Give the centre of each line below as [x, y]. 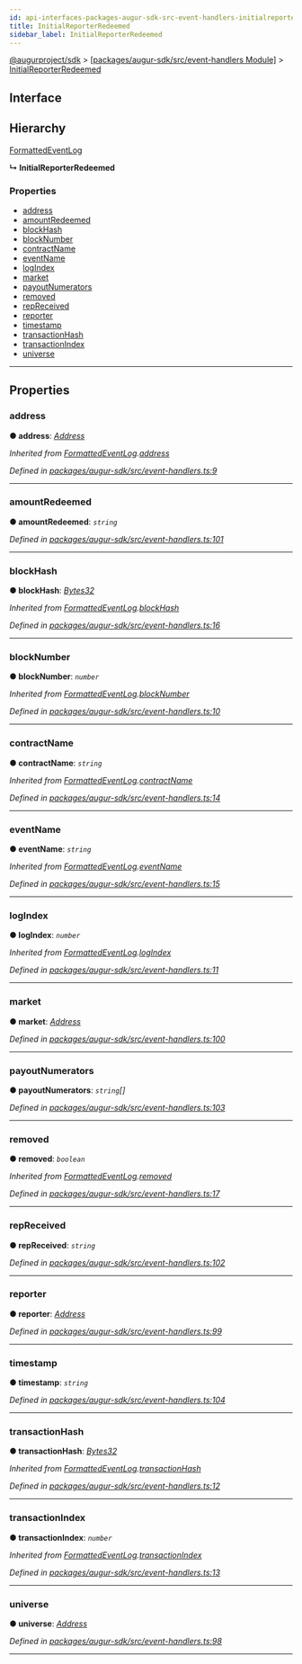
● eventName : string [50, 849]
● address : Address [47, 435]
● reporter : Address [47, 1313]
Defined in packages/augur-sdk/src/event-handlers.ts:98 [116, 1642]
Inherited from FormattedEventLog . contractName [101, 780]
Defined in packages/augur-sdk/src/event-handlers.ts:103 [117, 1107]
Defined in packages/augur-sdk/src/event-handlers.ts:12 [115, 1486]
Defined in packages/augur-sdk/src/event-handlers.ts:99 [116, 1331]
